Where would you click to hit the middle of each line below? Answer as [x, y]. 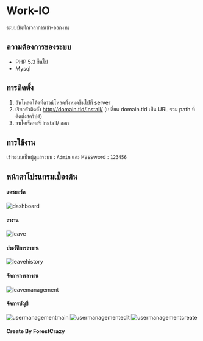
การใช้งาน [21, 142]
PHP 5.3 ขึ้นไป [31, 62]
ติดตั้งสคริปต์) [29, 116]
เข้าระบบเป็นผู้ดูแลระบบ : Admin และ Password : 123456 [66, 157]
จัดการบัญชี [17, 304]
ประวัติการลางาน [23, 248]
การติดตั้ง [20, 88]
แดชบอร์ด [16, 192]
